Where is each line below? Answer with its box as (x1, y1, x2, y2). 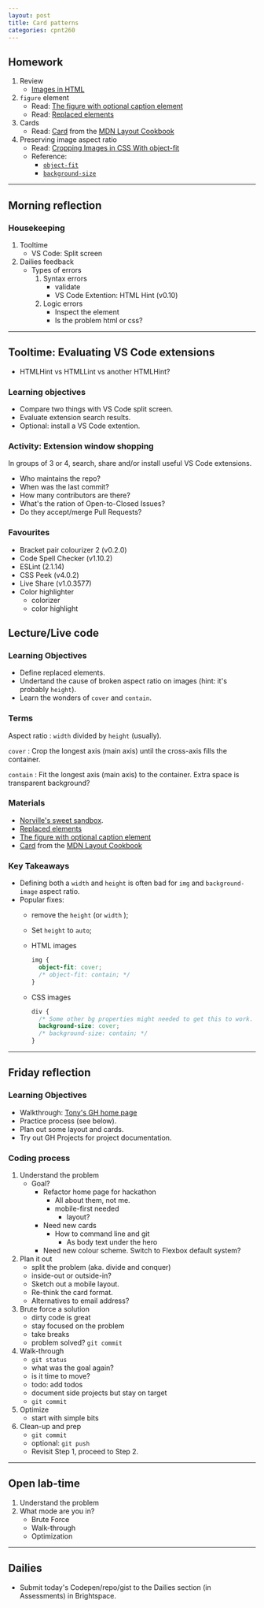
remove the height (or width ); (31, 910, 129, 920)
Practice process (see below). (19, 1116, 117, 1126)
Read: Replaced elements (31, 110, 114, 119)
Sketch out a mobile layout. (31, 1279, 119, 1289)
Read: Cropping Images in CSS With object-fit (31, 143, 180, 153)
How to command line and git (54, 1229, 150, 1238)
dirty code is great (31, 1313, 91, 1323)
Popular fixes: (19, 895, 64, 905)
